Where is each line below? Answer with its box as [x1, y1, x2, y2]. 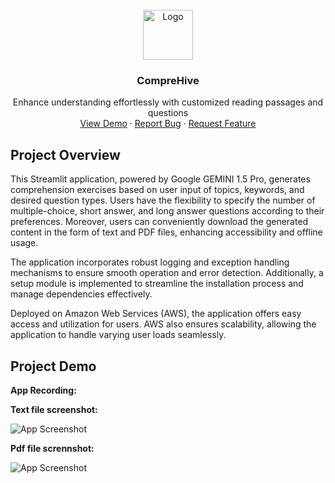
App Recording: [10, 384, 77, 396]
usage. [10, 237, 39, 249]
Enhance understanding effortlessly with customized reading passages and [12, 96, 324, 108]
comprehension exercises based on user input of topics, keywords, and [10, 184, 305, 196]
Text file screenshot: [10, 403, 98, 415]
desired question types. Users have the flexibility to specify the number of [10, 194, 316, 207]
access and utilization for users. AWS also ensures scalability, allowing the [10, 318, 317, 330]
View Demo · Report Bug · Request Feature [79, 118, 257, 130]
